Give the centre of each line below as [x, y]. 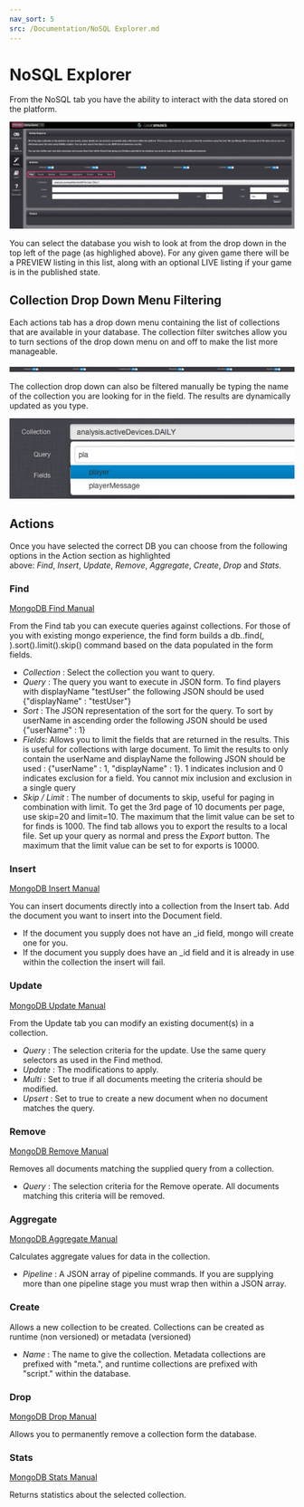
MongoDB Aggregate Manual [63, 1239]
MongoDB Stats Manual [53, 1477]
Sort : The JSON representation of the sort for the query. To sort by [148, 711]
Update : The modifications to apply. [90, 1070]
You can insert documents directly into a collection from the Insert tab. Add [149, 907]
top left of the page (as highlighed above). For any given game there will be [149, 253]
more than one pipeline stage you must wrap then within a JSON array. [154, 1284]
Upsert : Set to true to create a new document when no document [145, 1098]
